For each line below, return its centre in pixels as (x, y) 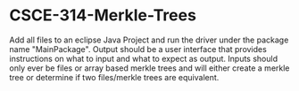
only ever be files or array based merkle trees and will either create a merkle (149, 68)
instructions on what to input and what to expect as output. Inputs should (144, 58)
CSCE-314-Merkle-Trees (103, 15)
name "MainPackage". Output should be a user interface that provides (138, 49)
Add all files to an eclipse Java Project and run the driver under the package (149, 40)
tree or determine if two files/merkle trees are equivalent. (114, 77)
